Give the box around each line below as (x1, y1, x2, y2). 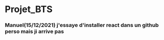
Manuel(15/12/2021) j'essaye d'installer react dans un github (5, 22, 159, 29)
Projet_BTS (5, 4, 53, 15)
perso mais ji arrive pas (5, 28, 65, 35)
